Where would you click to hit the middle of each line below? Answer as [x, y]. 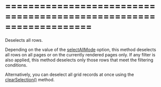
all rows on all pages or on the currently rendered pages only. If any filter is [80, 54]
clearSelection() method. [30, 79]
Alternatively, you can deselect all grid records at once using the [70, 74]
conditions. [16, 65]
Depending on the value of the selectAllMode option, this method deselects [81, 50]
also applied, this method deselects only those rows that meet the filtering [79, 60]
